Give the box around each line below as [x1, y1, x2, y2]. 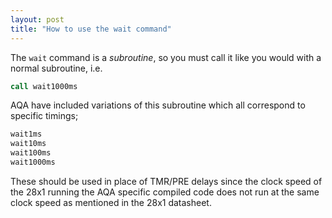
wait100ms [10, 148, 52, 158]
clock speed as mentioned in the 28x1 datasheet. [10, 196, 212, 208]
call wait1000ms [10, 81, 78, 91]
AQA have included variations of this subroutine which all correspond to [10, 99, 306, 111]
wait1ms [10, 129, 43, 140]
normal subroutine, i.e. [10, 62, 103, 74]
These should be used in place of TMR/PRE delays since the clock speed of [10, 175, 323, 187]
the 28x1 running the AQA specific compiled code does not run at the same [10, 186, 320, 198]
